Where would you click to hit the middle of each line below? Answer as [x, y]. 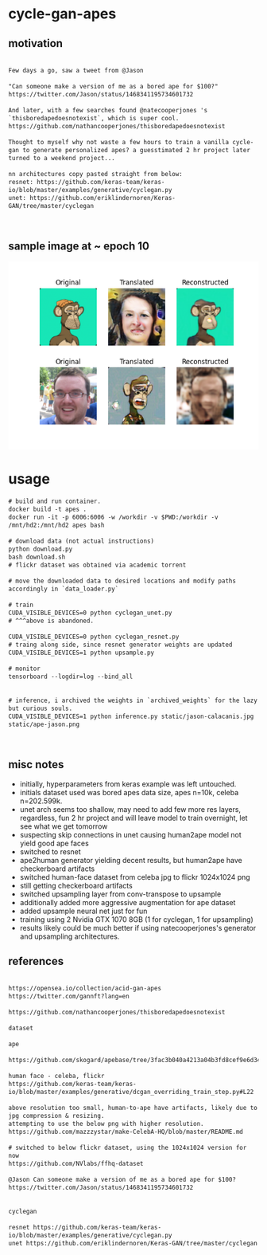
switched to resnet [50, 851]
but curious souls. [41, 708]
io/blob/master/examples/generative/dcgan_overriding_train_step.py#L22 [131, 1092]
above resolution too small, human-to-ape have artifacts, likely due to [133, 1108]
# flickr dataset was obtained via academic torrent [97, 565]
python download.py [41, 549]
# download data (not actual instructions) [81, 541]
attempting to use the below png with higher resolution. [106, 1124]
